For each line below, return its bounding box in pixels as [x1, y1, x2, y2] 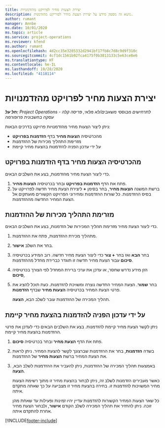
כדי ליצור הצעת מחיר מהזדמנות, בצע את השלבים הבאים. [5, 171, 110, 177]
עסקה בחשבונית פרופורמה [5, 114, 54, 120]
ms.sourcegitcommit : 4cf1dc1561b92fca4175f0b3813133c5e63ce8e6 [5, 53, 138, 58]
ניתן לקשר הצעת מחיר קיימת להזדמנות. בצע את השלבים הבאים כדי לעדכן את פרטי [5, 324, 158, 330]
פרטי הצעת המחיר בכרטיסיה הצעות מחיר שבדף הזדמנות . [12, 287, 121, 293]
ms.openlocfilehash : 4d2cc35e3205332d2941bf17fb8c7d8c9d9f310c [5, 48, 138, 53]
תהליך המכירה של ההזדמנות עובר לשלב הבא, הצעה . [12, 296, 110, 302]
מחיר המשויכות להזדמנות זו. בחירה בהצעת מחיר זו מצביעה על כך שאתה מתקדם [12, 383, 160, 389]
